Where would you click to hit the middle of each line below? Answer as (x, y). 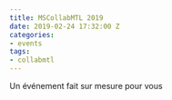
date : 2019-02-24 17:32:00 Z (65, 26)
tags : (20, 52)
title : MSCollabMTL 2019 (56, 18)
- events (26, 43)
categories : (32, 35)
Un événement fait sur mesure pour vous (86, 86)
